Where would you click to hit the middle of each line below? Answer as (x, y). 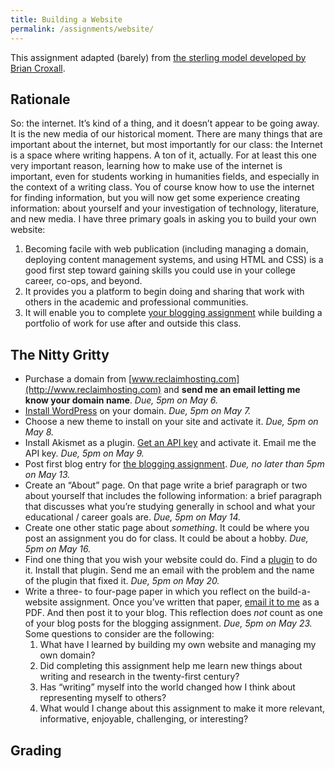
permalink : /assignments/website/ (82, 29)
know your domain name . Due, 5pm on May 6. (121, 400)
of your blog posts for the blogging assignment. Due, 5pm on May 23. (168, 623)
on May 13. (47, 475)
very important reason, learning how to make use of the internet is (146, 166)
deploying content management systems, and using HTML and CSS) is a (174, 260)
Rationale (40, 99)
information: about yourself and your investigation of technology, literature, (165, 208)
